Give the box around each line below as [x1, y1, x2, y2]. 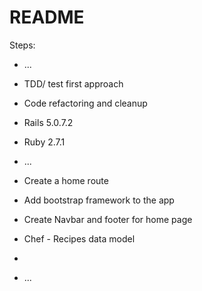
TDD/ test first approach [23, 77, 124, 90]
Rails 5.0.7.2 [23, 116, 74, 128]
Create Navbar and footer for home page [23, 213, 193, 225]
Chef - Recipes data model [23, 232, 136, 245]
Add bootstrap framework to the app [23, 194, 175, 206]
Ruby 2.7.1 [23, 136, 66, 148]
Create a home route [23, 174, 109, 186]
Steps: [9, 39, 36, 51]
